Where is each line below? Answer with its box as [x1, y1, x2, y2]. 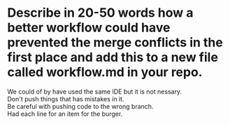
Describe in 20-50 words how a [7, 5, 194, 21]
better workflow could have [7, 20, 171, 36]
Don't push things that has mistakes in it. [7, 94, 124, 103]
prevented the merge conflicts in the [7, 35, 224, 50]
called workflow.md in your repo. [7, 64, 203, 80]
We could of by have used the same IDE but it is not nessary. [7, 87, 182, 96]
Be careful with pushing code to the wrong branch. [7, 102, 154, 110]
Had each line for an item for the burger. [7, 110, 123, 118]
